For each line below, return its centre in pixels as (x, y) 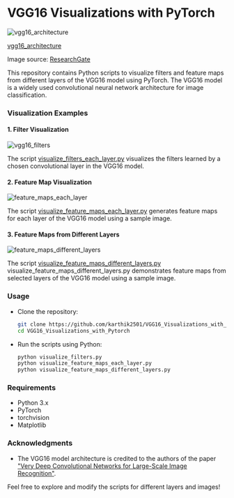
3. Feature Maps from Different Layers (63, 234)
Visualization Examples (48, 113)
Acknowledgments (40, 443)
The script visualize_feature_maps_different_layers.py (84, 264)
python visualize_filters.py (60, 357)
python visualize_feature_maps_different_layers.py (94, 370)
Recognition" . (37, 473)
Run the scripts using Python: (60, 344)
